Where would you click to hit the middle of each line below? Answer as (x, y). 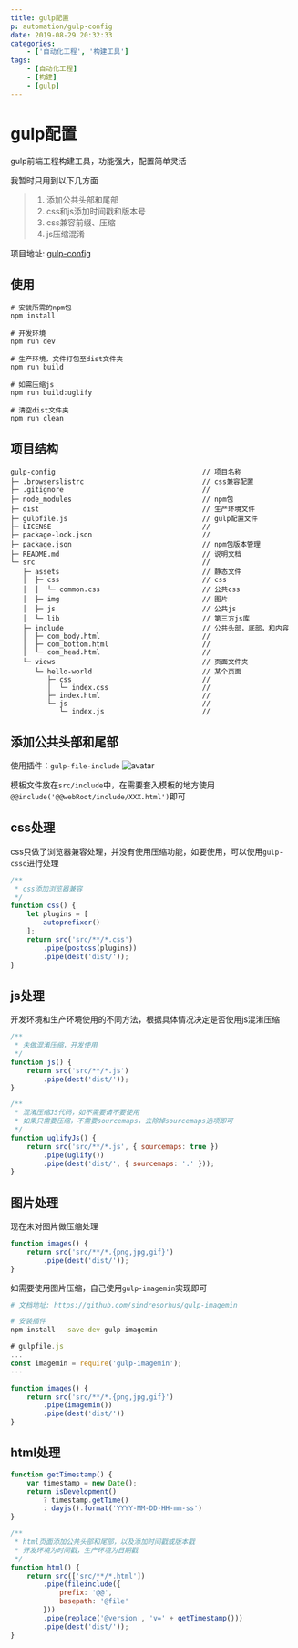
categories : (33, 43)
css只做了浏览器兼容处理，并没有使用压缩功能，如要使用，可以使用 (137, 851)
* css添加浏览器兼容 (48, 889)
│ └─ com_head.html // (116, 652)
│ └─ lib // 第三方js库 (136, 619)
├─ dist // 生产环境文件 (133, 509)
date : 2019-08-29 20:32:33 (62, 35)
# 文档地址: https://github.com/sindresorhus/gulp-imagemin (124, 1305)
